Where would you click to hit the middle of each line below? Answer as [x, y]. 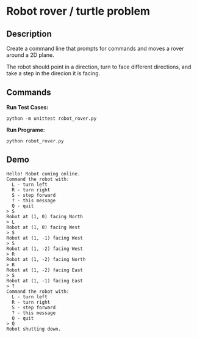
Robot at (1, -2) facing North [46, 259]
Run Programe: [26, 130]
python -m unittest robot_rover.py [52, 118]
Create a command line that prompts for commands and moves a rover [95, 48]
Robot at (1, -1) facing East [45, 281]
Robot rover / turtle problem [78, 11]
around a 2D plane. [30, 55]
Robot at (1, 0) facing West [43, 227]
